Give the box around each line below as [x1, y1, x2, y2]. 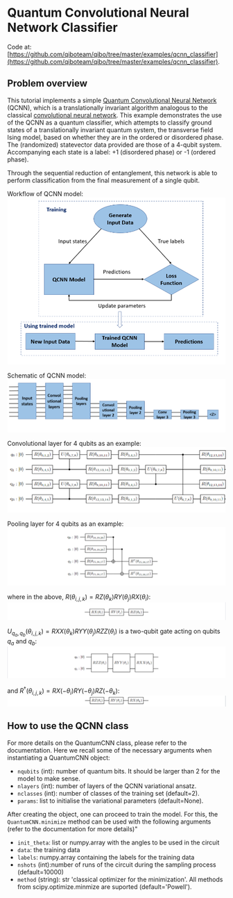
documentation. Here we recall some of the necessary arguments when [7, 746, 212, 754]
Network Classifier [7, 19, 118, 35]
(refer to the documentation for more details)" [7, 824, 138, 833]
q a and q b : [7, 637, 37, 648]
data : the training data [17, 845, 80, 853]
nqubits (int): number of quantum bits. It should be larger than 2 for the [17, 767, 221, 775]
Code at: [7, 42, 32, 51]
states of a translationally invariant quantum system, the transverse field [7, 125, 214, 134]
